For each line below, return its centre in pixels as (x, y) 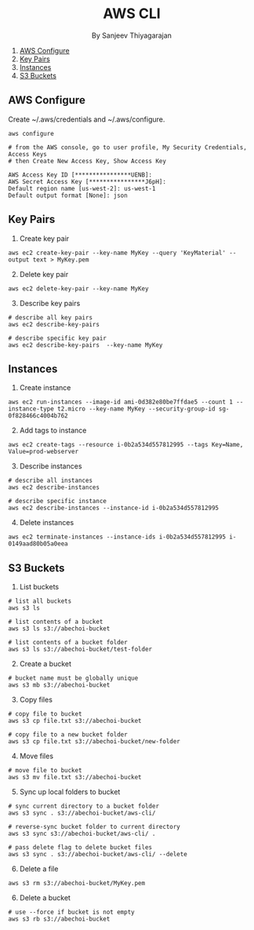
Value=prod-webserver (44, 452)
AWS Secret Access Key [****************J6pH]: (87, 181)
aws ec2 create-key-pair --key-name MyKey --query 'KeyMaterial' (117, 253)
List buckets (39, 587)
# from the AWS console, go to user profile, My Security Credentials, (127, 147)
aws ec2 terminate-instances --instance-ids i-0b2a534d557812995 (117, 537)
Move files (36, 756)
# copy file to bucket (45, 714)
